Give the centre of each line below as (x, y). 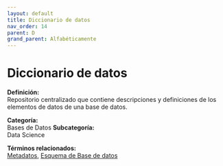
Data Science (26, 135)
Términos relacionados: (42, 148)
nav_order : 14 (27, 26)
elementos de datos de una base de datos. (68, 107)
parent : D (21, 33)
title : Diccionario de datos (49, 20)
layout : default (30, 13)
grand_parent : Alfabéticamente (52, 39)
